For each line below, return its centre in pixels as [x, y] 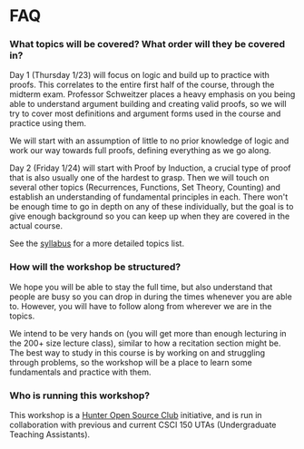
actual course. [36, 226]
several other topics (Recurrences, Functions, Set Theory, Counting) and [145, 188]
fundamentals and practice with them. [80, 372]
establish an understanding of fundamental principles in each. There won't [149, 197]
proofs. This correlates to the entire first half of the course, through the [142, 85]
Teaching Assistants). [50, 434]
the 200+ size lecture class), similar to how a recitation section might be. [145, 343]
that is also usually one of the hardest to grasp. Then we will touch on [139, 178]
